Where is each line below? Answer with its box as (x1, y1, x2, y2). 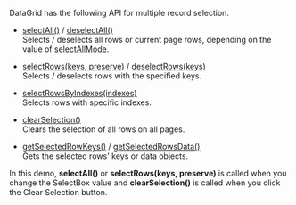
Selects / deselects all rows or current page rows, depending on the (21, 35, 272, 45)
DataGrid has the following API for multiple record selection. (9, 8, 230, 18)
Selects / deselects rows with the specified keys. (21, 70, 202, 81)
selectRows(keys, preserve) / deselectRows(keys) (21, 61, 207, 71)
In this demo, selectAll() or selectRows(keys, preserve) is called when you (9, 168, 287, 178)
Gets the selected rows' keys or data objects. (21, 151, 189, 161)
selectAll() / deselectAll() (21, 25, 114, 35)
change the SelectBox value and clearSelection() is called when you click (9, 177, 281, 188)
